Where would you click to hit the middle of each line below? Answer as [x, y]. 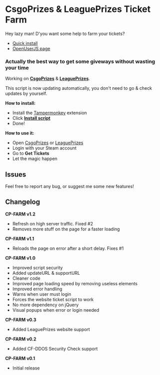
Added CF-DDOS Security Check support [55, 349]
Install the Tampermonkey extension [50, 113]
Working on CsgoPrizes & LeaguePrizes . [48, 79]
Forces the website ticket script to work [53, 299]
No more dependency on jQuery [45, 305]
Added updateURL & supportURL [46, 273]
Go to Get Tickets [31, 154]
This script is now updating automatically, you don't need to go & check [79, 88]
